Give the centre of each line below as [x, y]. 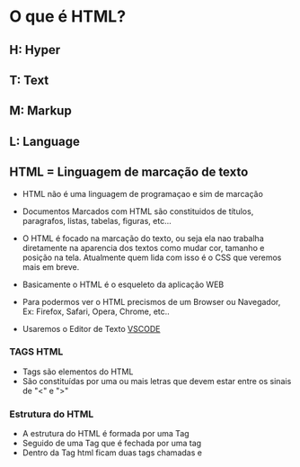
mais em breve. [51, 266]
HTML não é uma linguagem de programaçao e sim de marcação [142, 193]
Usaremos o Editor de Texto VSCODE [91, 328]
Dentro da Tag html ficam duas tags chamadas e [112, 453]
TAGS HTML [36, 352]
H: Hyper [35, 50]
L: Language [45, 141]
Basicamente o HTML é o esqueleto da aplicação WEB [123, 284]
